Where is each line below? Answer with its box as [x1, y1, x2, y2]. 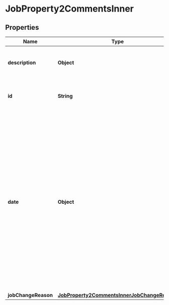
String [57, 93, 73, 99]
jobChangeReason [8, 292, 53, 298]
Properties [5, 23, 39, 32]
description [8, 59, 36, 66]
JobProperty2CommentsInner [5, 3, 134, 15]
